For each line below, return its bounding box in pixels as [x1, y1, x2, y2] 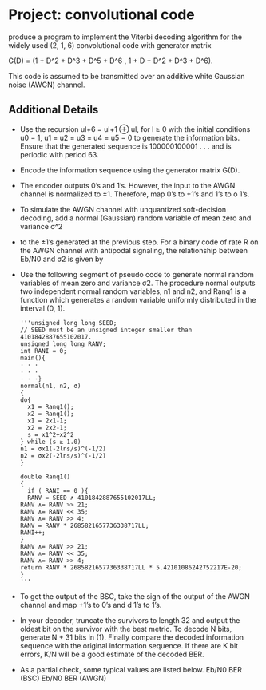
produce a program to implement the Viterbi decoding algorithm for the [8, 32, 242, 42]
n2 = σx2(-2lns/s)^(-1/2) [19, 451, 106, 460]
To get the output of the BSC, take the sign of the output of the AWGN [19, 591, 250, 601]
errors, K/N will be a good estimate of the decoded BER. [19, 649, 205, 659]
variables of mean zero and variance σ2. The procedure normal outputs [19, 278, 256, 287]
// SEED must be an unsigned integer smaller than [19, 326, 193, 334]
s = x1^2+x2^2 [27, 430, 74, 438]
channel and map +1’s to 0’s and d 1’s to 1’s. [19, 600, 162, 609]
